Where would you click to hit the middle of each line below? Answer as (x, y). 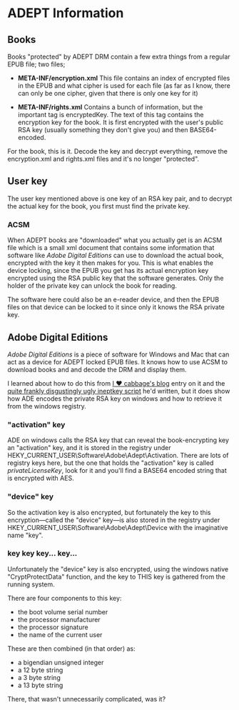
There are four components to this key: (65, 598)
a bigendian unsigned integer (61, 662)
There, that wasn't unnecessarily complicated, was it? (87, 699)
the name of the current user (60, 634)
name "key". (25, 535)
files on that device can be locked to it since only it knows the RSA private (116, 307)
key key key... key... (42, 554)
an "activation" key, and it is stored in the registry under (89, 448)
